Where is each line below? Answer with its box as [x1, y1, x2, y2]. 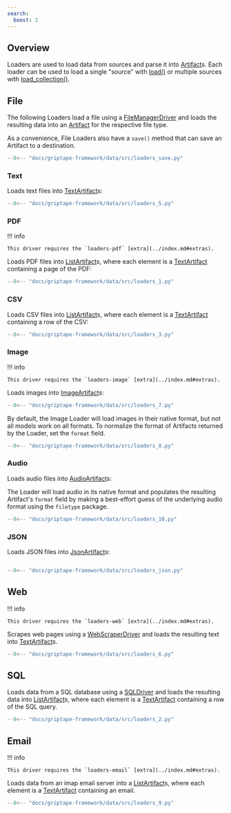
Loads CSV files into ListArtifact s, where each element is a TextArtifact [7, 310, 208, 318]
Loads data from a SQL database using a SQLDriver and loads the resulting [7, 688, 221, 696]
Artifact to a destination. [7, 141, 76, 150]
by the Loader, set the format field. [7, 429, 106, 437]
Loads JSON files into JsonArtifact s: [7, 548, 110, 556]
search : [7, 10, 30, 17]
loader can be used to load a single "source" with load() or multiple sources [7, 68, 222, 76]
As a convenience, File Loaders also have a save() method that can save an [7, 134, 222, 142]
